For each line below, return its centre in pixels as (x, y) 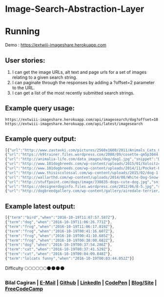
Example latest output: (40, 206)
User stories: (25, 60)
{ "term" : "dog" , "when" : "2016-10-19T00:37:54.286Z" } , (59, 245)
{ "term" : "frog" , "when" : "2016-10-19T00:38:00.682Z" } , (60, 240)
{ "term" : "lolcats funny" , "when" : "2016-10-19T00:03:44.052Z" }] (70, 258)
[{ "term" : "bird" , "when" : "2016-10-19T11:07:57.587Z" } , (61, 218)
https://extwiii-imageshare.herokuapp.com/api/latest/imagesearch (74, 124)
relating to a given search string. (44, 77)
